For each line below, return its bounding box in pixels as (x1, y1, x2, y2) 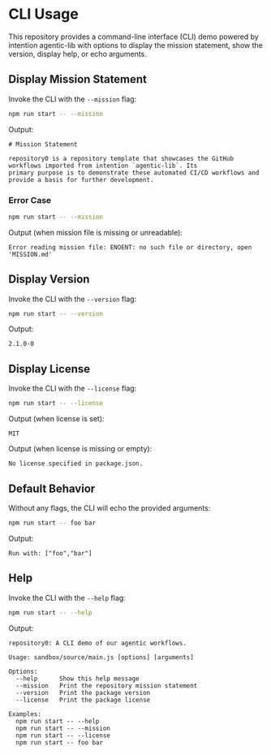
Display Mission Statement (8, 72, 148, 86)
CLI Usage (8, 5, 79, 24)
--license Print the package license (15, 696, 151, 704)
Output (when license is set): (8, 414, 105, 424)
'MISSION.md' (8, 250, 53, 258)
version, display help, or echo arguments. (8, 49, 148, 58)
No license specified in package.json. (8, 459, 144, 468)
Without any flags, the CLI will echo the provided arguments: (8, 503, 211, 512)
